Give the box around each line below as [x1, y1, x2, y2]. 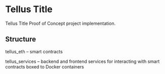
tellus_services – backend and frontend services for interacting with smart [5, 58, 160, 64]
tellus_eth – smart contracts [5, 48, 63, 54]
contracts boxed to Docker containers [5, 63, 85, 69]
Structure [5, 35, 36, 44]
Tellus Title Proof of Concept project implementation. [5, 20, 116, 26]
